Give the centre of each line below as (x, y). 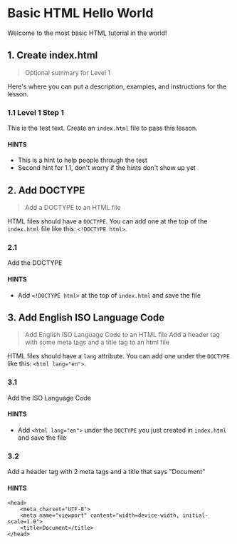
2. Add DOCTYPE (46, 190)
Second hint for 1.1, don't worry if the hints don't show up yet (106, 168)
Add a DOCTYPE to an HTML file (73, 208)
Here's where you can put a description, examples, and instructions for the (117, 86)
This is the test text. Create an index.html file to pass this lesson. (102, 128)
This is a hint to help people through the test (83, 160)
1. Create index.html (53, 55)
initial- (195, 515)
